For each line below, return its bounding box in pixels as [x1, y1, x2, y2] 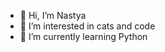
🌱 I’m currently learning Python [19, 31, 148, 42]
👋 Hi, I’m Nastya [19, 10, 87, 21]
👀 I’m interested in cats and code [19, 20, 156, 32]
